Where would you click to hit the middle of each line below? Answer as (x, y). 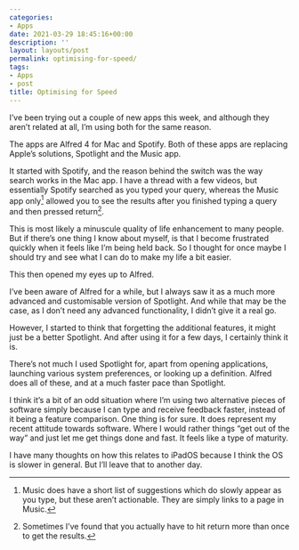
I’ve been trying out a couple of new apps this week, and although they (139, 117)
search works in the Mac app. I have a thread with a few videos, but (133, 180)
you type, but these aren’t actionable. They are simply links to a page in (153, 499)
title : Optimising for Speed (63, 92)
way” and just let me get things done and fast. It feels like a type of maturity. (149, 438)
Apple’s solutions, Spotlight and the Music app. (95, 153)
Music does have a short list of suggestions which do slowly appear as (152, 489)
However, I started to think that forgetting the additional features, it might (142, 328)
